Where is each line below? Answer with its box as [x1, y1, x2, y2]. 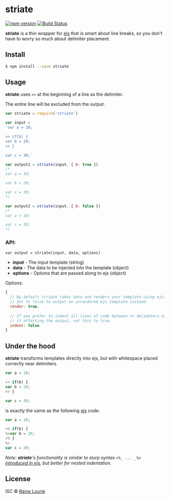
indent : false [10, 323, 39, 328]
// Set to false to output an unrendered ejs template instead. [10, 299, 148, 304]
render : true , [10, 304, 39, 309]
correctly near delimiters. [5, 361, 58, 367]
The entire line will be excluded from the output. [5, 101, 105, 107]
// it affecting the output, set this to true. [10, 318, 112, 323]
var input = [5, 120, 30, 126]
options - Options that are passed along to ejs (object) [12, 270, 126, 276]
